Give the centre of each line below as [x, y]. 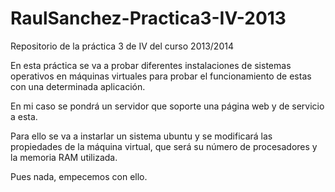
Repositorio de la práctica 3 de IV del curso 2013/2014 [122, 46]
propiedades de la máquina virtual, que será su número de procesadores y [164, 146]
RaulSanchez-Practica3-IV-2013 [148, 18]
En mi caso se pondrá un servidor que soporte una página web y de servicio [167, 106]
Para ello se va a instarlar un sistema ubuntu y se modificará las [141, 136]
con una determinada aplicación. [78, 86]
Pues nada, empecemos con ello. [79, 176]
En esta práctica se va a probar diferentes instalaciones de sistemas [151, 65]
